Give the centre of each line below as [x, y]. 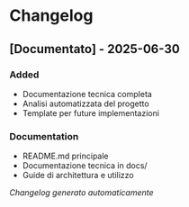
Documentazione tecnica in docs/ [85, 166]
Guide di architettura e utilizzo [78, 175]
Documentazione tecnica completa [87, 94]
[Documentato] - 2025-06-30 [94, 49]
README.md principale [66, 156]
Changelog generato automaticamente [82, 193]
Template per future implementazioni [91, 112]
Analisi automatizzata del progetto [86, 103]
